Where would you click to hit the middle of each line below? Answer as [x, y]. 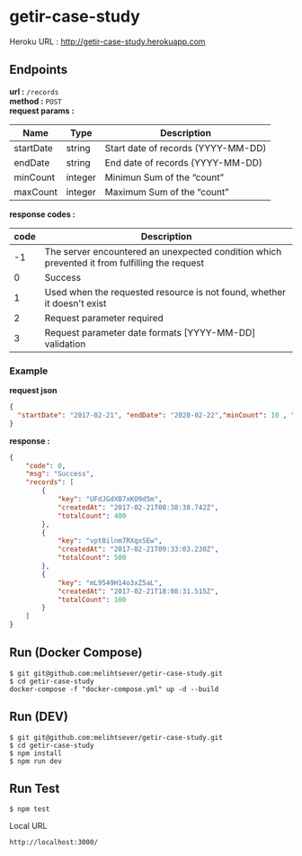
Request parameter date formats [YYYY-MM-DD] [150, 332]
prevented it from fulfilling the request [124, 263]
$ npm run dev [36, 761]
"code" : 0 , [46, 465]
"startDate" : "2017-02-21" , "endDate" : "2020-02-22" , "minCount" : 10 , [152, 415]
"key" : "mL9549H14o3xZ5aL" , [110, 582]
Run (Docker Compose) [76, 653]
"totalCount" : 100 [92, 599]
